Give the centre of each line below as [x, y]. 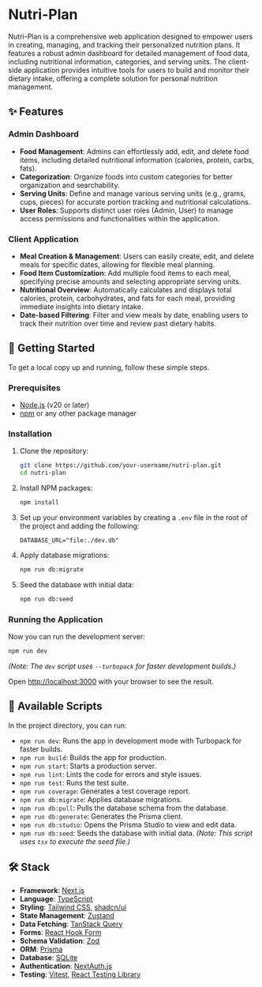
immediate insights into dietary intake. [81, 307]
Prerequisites [34, 387]
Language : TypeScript [56, 898]
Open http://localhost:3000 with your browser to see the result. [111, 681]
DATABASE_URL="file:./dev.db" [69, 540]
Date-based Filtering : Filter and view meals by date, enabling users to [134, 315]
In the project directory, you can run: [67, 725]
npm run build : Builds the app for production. [93, 757]
